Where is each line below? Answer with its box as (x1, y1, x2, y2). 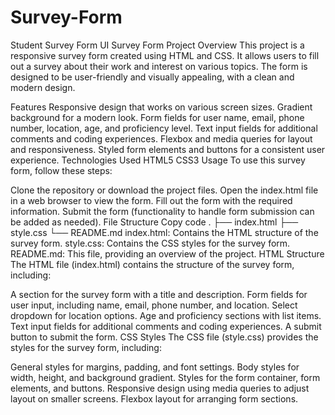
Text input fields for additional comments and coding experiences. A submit (10, 320, 322, 332)
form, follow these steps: (10, 164, 113, 176)
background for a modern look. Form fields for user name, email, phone (10, 111, 305, 123)
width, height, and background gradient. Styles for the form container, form (10, 371, 321, 383)
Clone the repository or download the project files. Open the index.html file (10, 184, 319, 196)
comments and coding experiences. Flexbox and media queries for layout (10, 132, 313, 145)
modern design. (10, 81, 76, 93)
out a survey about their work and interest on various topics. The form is (10, 60, 308, 72)
